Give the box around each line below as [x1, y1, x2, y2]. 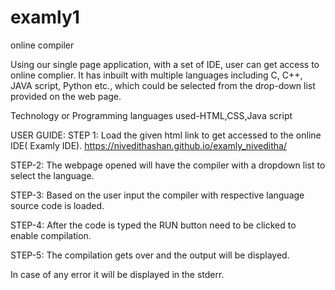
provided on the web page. [10, 90, 122, 102]
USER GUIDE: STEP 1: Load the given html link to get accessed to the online [10, 129, 322, 141]
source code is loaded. [10, 199, 105, 211]
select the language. [10, 169, 95, 181]
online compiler [10, 39, 75, 51]
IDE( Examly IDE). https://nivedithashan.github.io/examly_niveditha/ [10, 139, 287, 151]
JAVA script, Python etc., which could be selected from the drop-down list [10, 79, 316, 91]
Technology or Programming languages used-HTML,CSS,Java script [10, 109, 293, 121]
